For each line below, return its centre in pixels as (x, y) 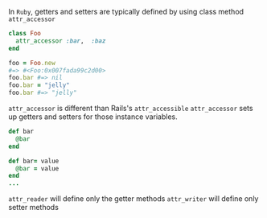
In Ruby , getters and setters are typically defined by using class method (126, 12)
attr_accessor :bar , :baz (61, 41)
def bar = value (34, 161)
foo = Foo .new (32, 63)
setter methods (33, 208)
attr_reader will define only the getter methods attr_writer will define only (133, 199)
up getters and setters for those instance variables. (93, 117)
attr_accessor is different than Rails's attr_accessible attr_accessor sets (131, 108)
